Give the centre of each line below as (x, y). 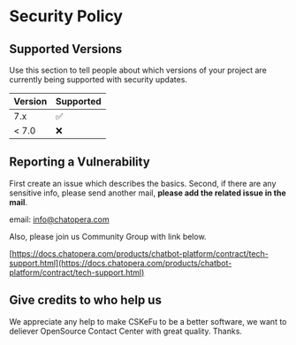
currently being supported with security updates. (99, 80)
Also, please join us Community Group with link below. (108, 236)
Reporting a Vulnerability (80, 162)
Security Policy (66, 16)
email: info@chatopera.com (59, 219)
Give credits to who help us (85, 300)
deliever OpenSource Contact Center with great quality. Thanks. (126, 331)
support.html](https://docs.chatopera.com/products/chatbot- (121, 263)
